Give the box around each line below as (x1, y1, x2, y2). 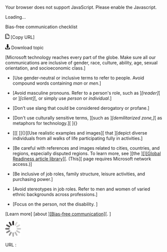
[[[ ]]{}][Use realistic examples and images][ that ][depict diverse (12, 130, 147, 136)
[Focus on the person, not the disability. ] (12, 201, 98, 207)
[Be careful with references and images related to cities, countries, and (12, 145, 160, 151)
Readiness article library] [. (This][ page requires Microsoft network (12, 156, 151, 162)
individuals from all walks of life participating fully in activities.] (12, 136, 143, 141)
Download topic (11, 45, 44, 50)
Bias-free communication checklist (5, 24, 78, 30)
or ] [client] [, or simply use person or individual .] (12, 95, 112, 101)
